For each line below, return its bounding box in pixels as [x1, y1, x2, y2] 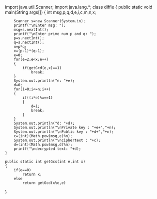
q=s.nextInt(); [14, 40, 45, 45]
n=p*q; [14, 44, 27, 49]
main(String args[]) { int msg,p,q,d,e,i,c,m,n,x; [5, 9, 96, 15]
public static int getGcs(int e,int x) [5, 159, 86, 164]
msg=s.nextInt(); [14, 27, 49, 32]
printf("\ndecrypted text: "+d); [14, 146, 81, 151]
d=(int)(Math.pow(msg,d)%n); [14, 142, 73, 147]
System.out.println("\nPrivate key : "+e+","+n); [14, 125, 116, 130]
